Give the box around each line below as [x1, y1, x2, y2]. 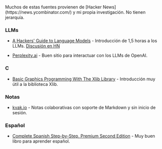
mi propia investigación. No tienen [76, 9, 146, 15]
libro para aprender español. [12, 138, 70, 144]
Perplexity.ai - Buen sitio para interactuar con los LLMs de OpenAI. [12, 52, 148, 58]
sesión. [12, 109, 27, 116]
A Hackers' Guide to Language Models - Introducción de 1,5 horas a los [12, 38, 158, 44]
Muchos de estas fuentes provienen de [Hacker [5, 4, 102, 10]
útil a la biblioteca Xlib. [12, 81, 58, 87]
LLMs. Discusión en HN [12, 43, 60, 49]
